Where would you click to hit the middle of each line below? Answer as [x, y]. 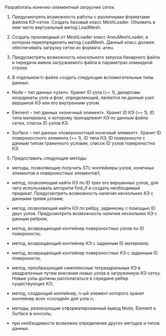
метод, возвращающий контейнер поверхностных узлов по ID [78, 228]
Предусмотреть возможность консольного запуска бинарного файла [86, 57]
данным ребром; [30, 219]
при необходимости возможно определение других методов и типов [86, 323]
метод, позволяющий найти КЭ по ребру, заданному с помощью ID [83, 208]
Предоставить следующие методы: [49, 158]
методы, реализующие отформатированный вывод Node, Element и [84, 308]
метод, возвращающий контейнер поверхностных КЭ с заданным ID [85, 253]
